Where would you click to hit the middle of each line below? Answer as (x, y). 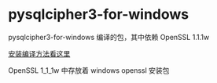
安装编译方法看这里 (39, 53)
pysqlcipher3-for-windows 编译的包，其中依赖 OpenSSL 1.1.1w (109, 37)
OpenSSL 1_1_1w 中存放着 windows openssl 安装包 (89, 70)
